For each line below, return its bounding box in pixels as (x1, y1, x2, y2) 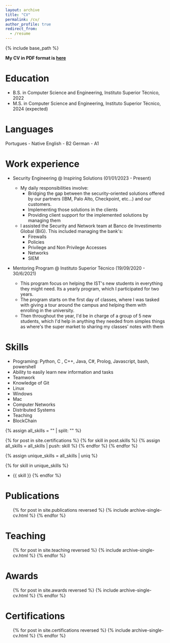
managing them (27, 217, 61, 223)
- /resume (10, 31, 31, 36)
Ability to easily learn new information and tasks (12, 369, 114, 375)
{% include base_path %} (5, 45, 59, 51)
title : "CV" (5, 12, 31, 17)
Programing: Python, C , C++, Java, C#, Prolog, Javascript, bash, (12, 358, 149, 364)
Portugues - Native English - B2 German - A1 (5, 140, 99, 147)
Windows (12, 390, 33, 397)
